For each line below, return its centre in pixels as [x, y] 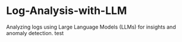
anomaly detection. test [35, 33]
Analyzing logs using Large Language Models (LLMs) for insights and [91, 27]
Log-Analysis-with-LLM [67, 11]
